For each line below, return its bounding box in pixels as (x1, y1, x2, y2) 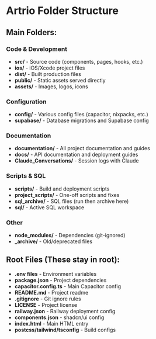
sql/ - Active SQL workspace (14, 203, 85, 211)
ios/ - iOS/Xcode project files (14, 64, 85, 71)
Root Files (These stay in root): (6, 255, 120, 265)
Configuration (6, 98, 47, 106)
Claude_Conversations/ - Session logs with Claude (14, 157, 139, 164)
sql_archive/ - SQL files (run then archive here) (14, 198, 129, 205)
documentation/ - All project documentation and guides (14, 145, 150, 152)
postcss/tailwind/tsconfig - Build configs (14, 326, 116, 333)
